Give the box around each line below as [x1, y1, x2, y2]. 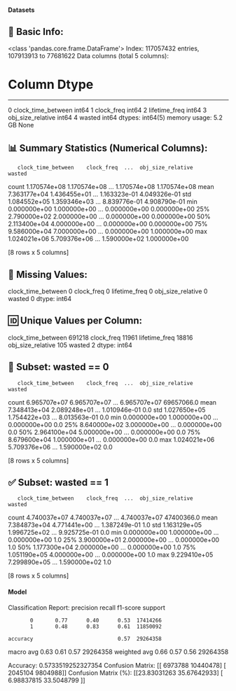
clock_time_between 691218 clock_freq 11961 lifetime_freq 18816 [8, 333, 193, 342]
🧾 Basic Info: [8, 25, 64, 38]
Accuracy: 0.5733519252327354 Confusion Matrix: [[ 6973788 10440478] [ [8, 661, 226, 669]
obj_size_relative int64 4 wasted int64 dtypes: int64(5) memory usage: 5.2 [8, 113, 223, 122]
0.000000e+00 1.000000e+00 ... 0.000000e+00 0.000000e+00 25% [8, 205, 210, 214]
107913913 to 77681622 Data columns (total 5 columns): [8, 52, 169, 60]
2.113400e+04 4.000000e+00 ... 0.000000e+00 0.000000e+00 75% [8, 220, 208, 228]
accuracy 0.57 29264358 [8, 635, 162, 642]
